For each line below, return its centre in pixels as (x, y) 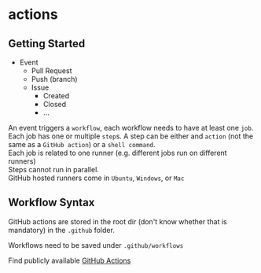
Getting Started (47, 44)
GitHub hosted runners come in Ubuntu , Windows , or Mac (96, 178)
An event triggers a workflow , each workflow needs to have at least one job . (131, 128)
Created (56, 96)
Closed (55, 104)
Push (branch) (54, 79)
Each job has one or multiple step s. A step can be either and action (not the (131, 136)
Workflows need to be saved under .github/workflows (96, 245)
